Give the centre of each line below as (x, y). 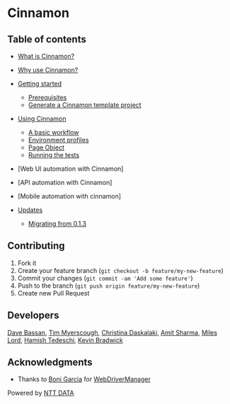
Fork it (27, 263)
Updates (30, 210)
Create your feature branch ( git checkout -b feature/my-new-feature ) (121, 270)
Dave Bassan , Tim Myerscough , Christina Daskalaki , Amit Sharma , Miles (113, 332)
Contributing (36, 246)
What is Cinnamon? (46, 56)
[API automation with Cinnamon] (65, 183)
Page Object (46, 147)
